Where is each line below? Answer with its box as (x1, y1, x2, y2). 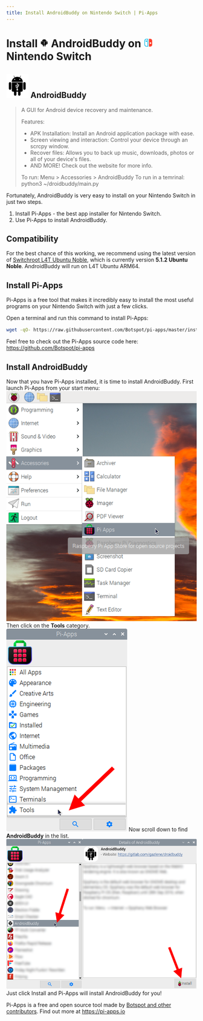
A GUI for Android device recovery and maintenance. (21, 106, 153, 113)
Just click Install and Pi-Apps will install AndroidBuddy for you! (6, 990, 162, 997)
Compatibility (6, 234, 59, 245)
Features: (21, 118, 45, 125)
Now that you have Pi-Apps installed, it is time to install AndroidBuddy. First (6, 378, 194, 385)
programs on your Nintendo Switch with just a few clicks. (6, 303, 148, 310)
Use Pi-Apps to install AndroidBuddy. (14, 216, 108, 223)
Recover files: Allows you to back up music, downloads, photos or (30, 149, 195, 156)
